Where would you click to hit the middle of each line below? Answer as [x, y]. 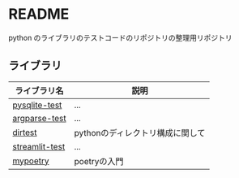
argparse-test [39, 118]
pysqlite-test [37, 105]
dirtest [25, 132]
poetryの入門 [99, 161]
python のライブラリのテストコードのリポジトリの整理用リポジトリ [120, 37]
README [39, 14]
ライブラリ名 [39, 90]
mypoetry [31, 161]
